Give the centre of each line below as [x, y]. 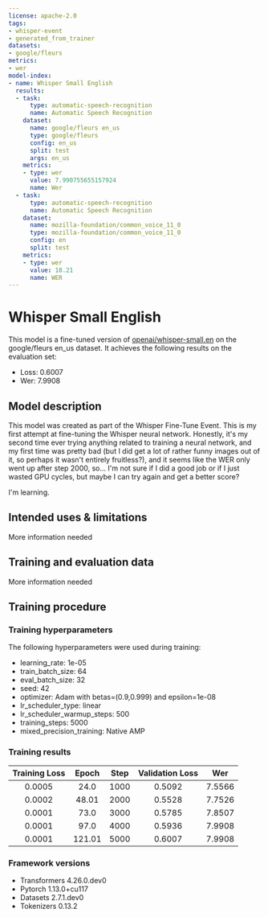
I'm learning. [29, 492]
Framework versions [49, 863]
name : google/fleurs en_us [75, 128]
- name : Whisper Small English [61, 83]
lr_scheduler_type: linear [61, 705]
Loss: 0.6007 [42, 372]
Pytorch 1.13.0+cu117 [54, 889]
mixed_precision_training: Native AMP [83, 731]
